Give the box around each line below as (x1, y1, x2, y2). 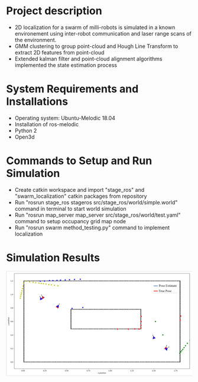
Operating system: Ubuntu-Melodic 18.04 (14, 114, 115, 121)
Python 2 (14, 127, 37, 134)
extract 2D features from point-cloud (14, 49, 105, 56)
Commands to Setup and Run (6, 154, 152, 168)
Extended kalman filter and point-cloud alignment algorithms (14, 55, 163, 62)
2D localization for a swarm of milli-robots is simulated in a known (14, 24, 176, 31)
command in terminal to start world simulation (14, 205, 127, 212)
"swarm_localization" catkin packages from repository (14, 192, 147, 200)
